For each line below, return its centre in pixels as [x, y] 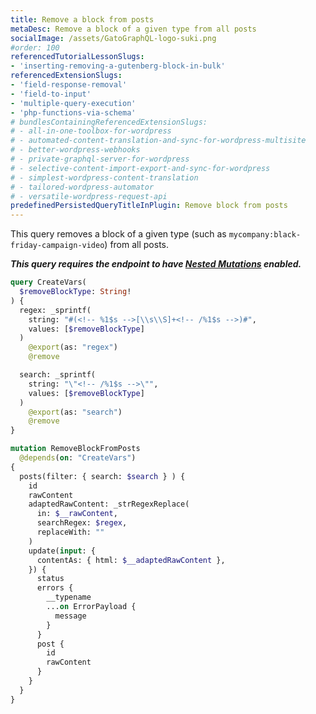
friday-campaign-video [57, 246]
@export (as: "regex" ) [73, 347]
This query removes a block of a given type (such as [118, 234]
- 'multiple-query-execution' [73, 103]
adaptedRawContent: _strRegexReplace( [109, 504]
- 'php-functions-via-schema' [73, 112]
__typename [69, 597]
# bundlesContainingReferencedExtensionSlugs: [109, 122]
